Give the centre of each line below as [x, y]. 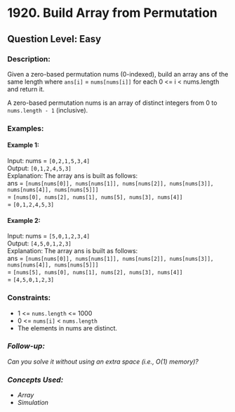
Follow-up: [26, 346]
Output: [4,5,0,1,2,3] [40, 243]
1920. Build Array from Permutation [112, 13]
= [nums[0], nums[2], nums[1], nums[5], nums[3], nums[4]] [95, 197]
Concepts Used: [35, 380]
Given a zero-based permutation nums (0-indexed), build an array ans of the [118, 74]
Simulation [33, 403]
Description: [29, 59]
